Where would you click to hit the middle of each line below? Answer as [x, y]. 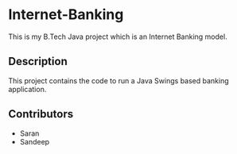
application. [27, 89]
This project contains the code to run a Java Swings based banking [118, 80]
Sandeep [35, 141]
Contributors [41, 114]
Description [38, 62]
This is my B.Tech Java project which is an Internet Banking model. [118, 37]
